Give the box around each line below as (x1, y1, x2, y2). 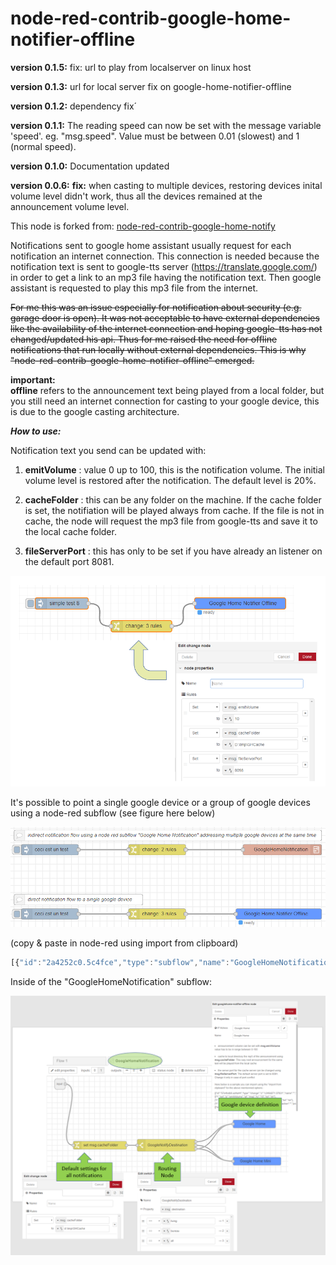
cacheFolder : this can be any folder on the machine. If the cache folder (24, 493, 322, 506)
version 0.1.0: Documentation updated (10, 160, 170, 172)
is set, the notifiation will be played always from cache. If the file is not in (24, 504, 325, 516)
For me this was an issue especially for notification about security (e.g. (10, 301, 302, 313)
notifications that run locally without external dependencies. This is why (10, 343, 307, 356)
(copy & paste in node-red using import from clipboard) (10, 937, 239, 949)
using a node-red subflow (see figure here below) (10, 807, 216, 819)
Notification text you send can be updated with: (10, 444, 207, 456)
